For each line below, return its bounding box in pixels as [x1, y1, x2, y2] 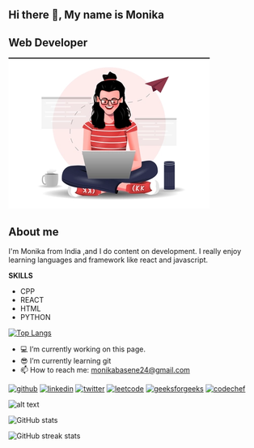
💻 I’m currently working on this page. [19, 344, 146, 354]
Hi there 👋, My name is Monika [8, 8, 164, 22]
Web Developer [8, 36, 88, 50]
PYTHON [19, 312, 51, 322]
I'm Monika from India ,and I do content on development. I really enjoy [8, 247, 242, 256]
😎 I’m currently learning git [19, 356, 112, 366]
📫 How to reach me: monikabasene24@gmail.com [19, 365, 190, 375]
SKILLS [8, 271, 34, 281]
